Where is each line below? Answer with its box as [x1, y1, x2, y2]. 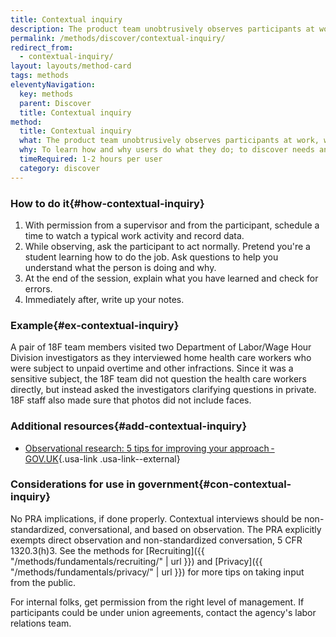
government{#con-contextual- [137, 477, 292, 491]
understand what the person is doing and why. [24, 261, 217, 273]
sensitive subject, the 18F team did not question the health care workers [10, 373, 307, 385]
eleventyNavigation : [10, 80, 97, 90]
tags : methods [10, 71, 70, 81]
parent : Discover [19, 98, 92, 108]
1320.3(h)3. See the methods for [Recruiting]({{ [10, 544, 205, 556]
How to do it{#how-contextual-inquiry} [10, 196, 205, 210]
